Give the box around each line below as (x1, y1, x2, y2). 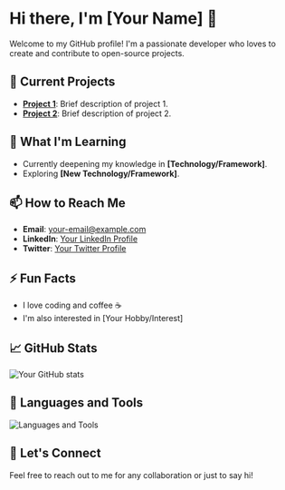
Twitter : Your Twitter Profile (22, 243, 127, 254)
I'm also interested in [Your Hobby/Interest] (22, 313, 184, 324)
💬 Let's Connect (9, 446, 101, 461)
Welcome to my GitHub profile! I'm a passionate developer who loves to (9, 38, 276, 49)
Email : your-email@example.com (22, 224, 147, 235)
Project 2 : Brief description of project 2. (22, 108, 172, 119)
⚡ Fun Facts (9, 270, 77, 286)
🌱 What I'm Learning (9, 134, 127, 150)
